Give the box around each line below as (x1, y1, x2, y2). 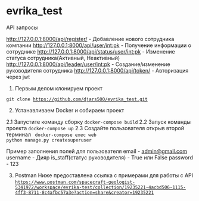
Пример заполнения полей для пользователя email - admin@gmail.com (6, 147, 188, 155)
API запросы (6, 24, 38, 31)
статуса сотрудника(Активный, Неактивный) (6, 54, 120, 61)
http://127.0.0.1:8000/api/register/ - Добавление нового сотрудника (6, 35, 175, 42)
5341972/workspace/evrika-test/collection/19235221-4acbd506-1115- (14, 184, 186, 190)
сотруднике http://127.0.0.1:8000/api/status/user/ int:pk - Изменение (6, 48, 175, 55)
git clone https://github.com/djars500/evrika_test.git (6, 96, 148, 102)
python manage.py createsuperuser (6, 137, 92, 143)
